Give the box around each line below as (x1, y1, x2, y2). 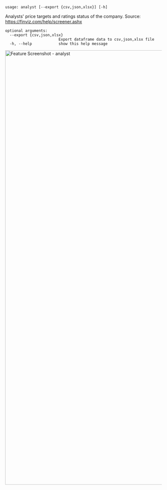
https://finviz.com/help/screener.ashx (5, 19, 83, 24)
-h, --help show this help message (9, 41, 108, 46)
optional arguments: (5, 28, 48, 33)
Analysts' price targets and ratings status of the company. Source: (5, 13, 141, 19)
